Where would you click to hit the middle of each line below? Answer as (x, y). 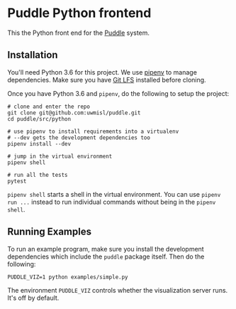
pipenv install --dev (39, 143)
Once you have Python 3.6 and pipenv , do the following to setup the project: (118, 93)
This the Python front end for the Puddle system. (79, 33)
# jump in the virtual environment (60, 156)
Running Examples (50, 232)
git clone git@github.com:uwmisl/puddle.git (74, 113)
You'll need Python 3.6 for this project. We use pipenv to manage (102, 72)
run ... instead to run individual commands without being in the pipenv (112, 202)
